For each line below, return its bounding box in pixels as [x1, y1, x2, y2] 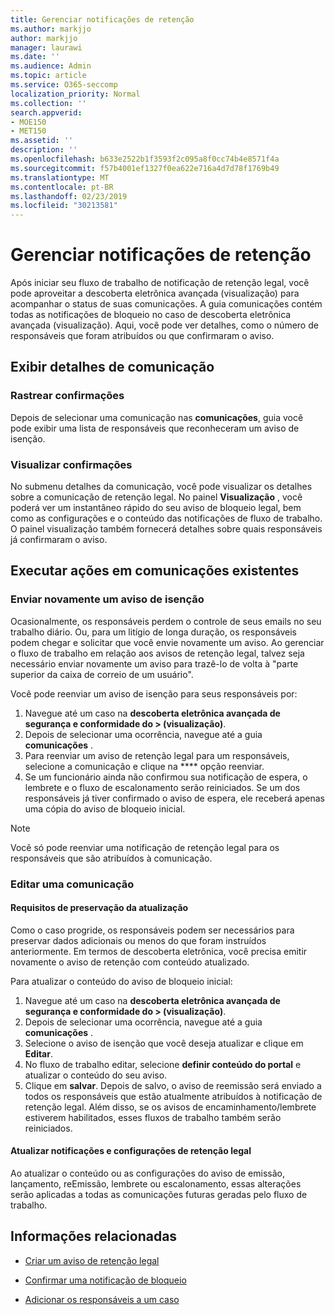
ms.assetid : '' [10, 136, 74, 146]
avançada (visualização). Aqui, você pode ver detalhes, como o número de [10, 319, 319, 331]
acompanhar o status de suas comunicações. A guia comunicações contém [10, 298, 323, 310]
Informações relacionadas [10, 1228, 178, 1245]
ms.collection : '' [10, 98, 87, 108]
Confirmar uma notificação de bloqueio [24, 1274, 187, 1286]
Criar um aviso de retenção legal [24, 1254, 160, 1266]
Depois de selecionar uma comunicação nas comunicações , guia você [10, 411, 304, 423]
